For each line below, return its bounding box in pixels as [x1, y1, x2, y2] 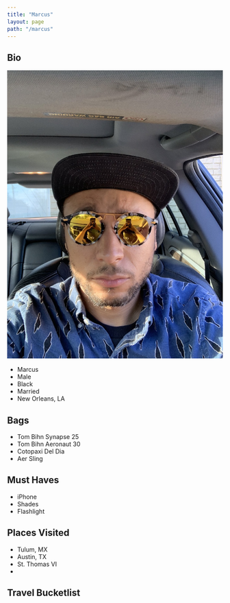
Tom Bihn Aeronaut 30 [16, 440, 81, 448]
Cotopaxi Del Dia [16, 447, 65, 456]
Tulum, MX [16, 545, 48, 554]
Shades [16, 499, 39, 508]
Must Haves [7, 474, 60, 486]
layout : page [7, 18, 44, 25]
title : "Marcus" [7, 11, 53, 18]
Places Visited [7, 527, 70, 539]
